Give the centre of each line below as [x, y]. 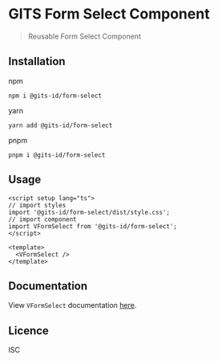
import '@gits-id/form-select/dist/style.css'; [89, 212]
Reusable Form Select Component [85, 36]
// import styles [37, 205]
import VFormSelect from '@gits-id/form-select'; [93, 226]
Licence [29, 330]
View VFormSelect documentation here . [73, 306]
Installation [37, 62]
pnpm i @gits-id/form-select [57, 155]
